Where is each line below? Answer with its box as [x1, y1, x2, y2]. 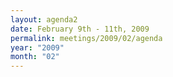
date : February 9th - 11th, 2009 [10, 24, 150, 34]
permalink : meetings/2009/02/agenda [10, 33, 163, 43]
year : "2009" [10, 42, 65, 53]
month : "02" [10, 52, 60, 62]
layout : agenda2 [10, 14, 78, 25]
